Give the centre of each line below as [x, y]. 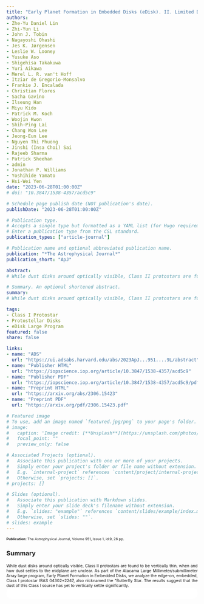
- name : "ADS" [24, 354]
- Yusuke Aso [23, 57]
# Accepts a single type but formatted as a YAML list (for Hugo [90, 226]
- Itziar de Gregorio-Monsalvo [46, 80]
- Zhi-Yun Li [23, 29]
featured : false [27, 332]
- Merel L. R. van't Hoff [39, 74]
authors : [17, 18]
